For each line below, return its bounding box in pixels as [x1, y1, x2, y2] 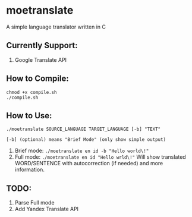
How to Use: [6, 111, 52, 121]
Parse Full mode [14, 199, 55, 206]
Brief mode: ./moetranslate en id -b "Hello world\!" [14, 147, 149, 155]
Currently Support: [6, 40, 78, 51]
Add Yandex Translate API [14, 206, 79, 213]
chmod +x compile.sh [6, 89, 58, 95]
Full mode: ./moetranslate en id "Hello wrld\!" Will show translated [14, 153, 186, 161]
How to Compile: [6, 74, 70, 84]
